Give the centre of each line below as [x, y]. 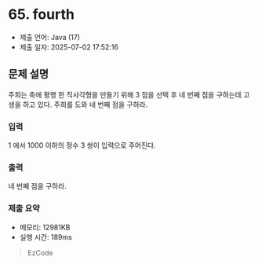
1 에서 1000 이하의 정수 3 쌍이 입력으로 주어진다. [82, 145]
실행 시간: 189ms [45, 236]
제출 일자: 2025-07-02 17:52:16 [69, 47]
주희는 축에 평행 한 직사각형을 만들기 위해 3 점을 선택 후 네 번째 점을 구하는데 [125, 94]
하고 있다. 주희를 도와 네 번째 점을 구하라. [85, 104]
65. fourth [41, 15]
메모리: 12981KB [45, 227]
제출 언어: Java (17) [50, 37]
